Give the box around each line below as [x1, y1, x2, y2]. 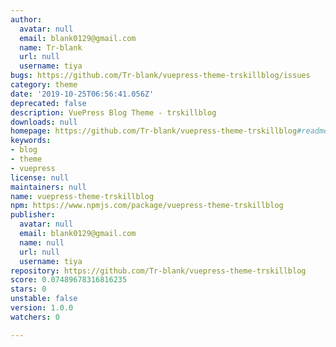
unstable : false [10, 294, 78, 304]
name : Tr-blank [19, 42, 83, 53]
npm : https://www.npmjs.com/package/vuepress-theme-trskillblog [10, 201, 284, 211]
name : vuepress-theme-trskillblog [10, 191, 155, 201]
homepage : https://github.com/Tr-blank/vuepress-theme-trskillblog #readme [10, 126, 329, 136]
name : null [19, 237, 65, 248]
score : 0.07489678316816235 [10, 275, 128, 285]
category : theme [10, 80, 78, 90]
